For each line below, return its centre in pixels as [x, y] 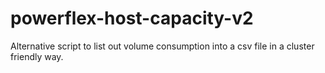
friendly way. [37, 56]
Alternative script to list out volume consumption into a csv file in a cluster [162, 46]
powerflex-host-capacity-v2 [132, 18]
